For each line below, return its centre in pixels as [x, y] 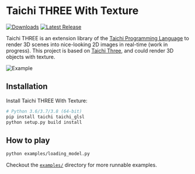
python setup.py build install [44, 122]
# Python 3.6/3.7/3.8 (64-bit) [44, 111]
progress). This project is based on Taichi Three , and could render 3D [90, 50]
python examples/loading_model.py [48, 154]
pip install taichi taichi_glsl [45, 117]
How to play [28, 140]
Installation [27, 87]
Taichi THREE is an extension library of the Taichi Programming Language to [98, 38]
